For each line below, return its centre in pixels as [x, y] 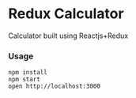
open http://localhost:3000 [55, 87]
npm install [28, 73]
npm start [25, 80]
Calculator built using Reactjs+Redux [68, 36]
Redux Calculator [66, 14]
